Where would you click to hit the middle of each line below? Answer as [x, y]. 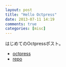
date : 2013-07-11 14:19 [30, 19]
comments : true [21, 24]
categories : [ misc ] [25, 29]
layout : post [19, 10]
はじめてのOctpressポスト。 [34, 44]
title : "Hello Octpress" [31, 15]
